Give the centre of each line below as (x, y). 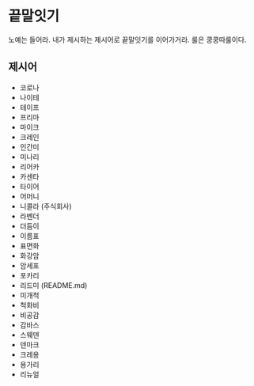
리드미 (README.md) (53, 285)
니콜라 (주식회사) (46, 206)
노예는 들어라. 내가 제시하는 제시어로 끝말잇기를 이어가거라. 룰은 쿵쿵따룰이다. (127, 40)
